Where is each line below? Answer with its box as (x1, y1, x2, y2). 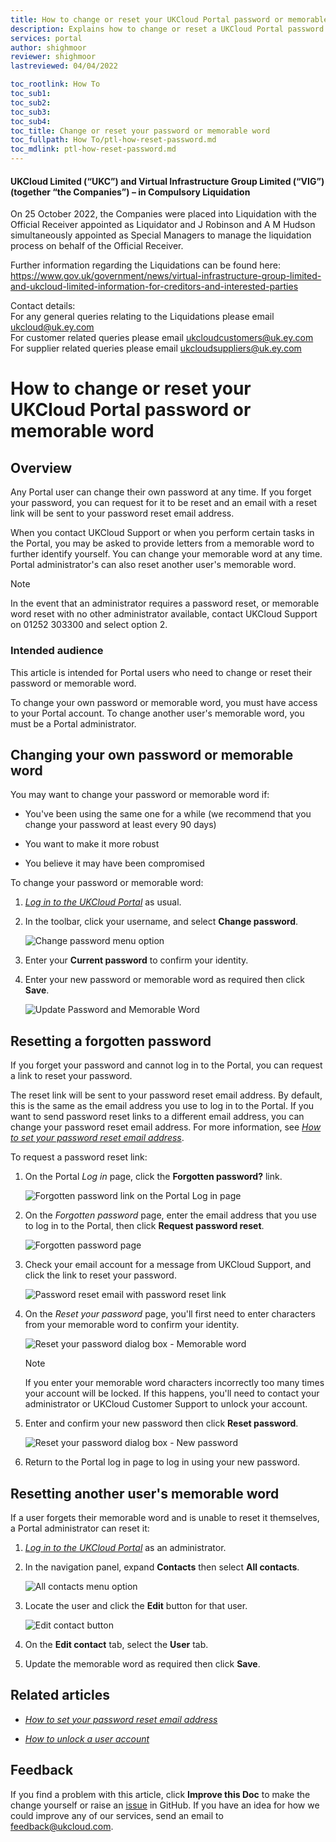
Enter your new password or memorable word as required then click (24, 974, 305, 986)
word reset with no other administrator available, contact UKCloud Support (10, 608, 318, 620)
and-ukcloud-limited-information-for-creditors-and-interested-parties (10, 281, 299, 293)
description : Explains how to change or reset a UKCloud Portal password (10, 24, 325, 34)
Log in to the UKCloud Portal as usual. (24, 896, 182, 908)
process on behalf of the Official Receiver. (10, 240, 184, 252)
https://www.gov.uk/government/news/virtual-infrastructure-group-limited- (10, 270, 322, 282)
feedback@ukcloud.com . (10, 1820, 114, 1832)
